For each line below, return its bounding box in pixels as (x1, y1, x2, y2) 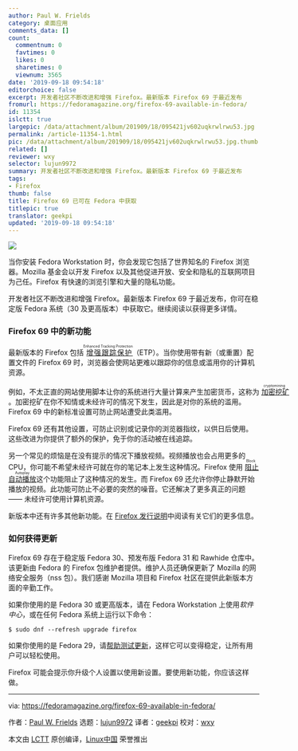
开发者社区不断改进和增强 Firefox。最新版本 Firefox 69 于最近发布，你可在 (8, 294, 252, 304)
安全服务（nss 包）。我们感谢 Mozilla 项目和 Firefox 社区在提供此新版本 (14, 572, 247, 582)
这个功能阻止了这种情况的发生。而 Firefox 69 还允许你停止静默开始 (36, 474, 255, 484)
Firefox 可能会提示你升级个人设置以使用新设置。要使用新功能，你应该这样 (8, 667, 249, 677)
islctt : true (8, 116, 52, 124)
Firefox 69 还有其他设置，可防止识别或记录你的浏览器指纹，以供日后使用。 (8, 424, 253, 434)
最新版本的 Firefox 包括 (8, 348, 84, 357)
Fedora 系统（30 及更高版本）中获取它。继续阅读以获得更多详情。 (23, 304, 241, 313)
